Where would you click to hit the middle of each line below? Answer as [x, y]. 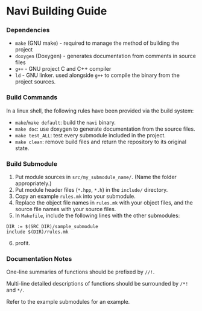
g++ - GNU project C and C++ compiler [63, 69]
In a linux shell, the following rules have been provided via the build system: [100, 111]
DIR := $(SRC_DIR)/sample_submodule [52, 227]
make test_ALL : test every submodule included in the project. [90, 135]
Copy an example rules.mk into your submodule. [75, 196]
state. [22, 148]
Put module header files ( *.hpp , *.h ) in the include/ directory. [91, 190]
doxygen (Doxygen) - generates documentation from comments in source [105, 56]
